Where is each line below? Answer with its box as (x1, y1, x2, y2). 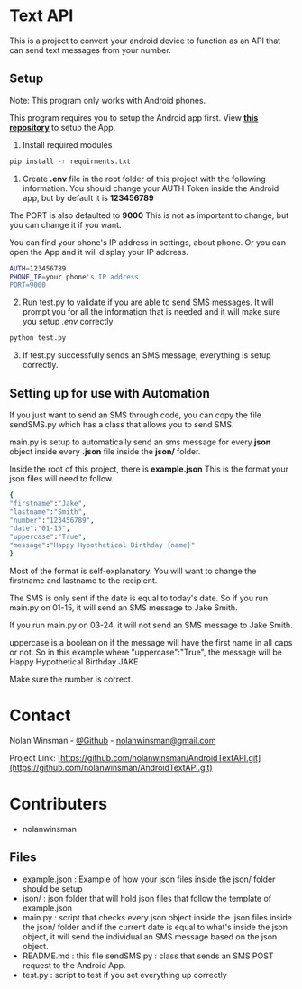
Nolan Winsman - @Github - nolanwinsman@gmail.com (9, 735, 216, 746)
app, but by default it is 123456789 (22, 192, 155, 203)
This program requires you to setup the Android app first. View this (9, 112, 259, 123)
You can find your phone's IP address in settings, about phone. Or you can (9, 236, 287, 248)
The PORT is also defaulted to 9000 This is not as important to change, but (9, 209, 289, 221)
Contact (9, 705, 71, 726)
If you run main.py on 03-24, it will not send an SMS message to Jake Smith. (9, 619, 293, 630)
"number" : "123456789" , (9, 516, 95, 525)
